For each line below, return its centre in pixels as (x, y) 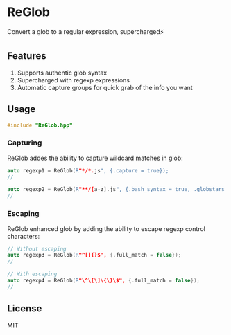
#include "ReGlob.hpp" (40, 125)
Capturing (25, 143)
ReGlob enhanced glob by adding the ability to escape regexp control (106, 228)
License (25, 309)
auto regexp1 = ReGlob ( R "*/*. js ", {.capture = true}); (88, 170)
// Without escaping (37, 249)
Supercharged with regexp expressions (74, 80)
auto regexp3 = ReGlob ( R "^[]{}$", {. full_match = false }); (94, 255)
